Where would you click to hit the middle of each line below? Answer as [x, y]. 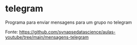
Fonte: [12, 32]
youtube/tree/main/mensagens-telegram [47, 37]
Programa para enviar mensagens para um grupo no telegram [68, 22]
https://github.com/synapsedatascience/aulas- [67, 32]
